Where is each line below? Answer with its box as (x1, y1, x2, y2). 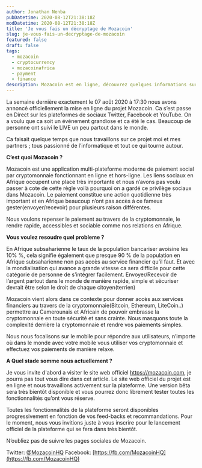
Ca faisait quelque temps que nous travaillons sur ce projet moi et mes (6, 136, 181, 142)
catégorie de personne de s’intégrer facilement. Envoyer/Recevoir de (6, 271, 177, 278)
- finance (11, 76, 36, 82)
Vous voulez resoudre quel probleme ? (6, 233, 105, 241)
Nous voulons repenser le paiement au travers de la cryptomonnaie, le (6, 215, 180, 223)
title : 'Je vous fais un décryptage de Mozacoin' (6, 25, 133, 32)
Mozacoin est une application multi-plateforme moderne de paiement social (6, 165, 194, 172)
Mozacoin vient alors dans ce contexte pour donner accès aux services (6, 296, 183, 302)
